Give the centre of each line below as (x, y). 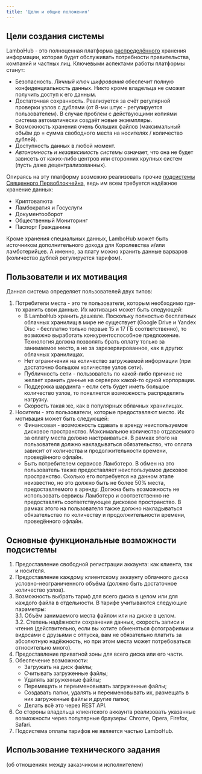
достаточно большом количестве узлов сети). (84, 367)
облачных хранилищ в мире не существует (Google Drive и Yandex (110, 322)
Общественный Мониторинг (51, 220)
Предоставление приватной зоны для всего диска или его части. (99, 654)
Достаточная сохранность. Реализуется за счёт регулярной (93, 101)
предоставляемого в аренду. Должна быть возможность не (102, 489)
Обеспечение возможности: (52, 660)
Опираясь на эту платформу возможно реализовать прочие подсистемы (101, 177)
